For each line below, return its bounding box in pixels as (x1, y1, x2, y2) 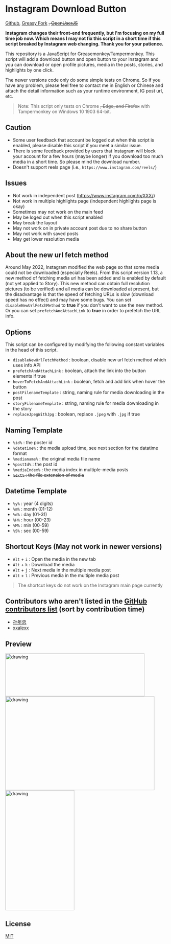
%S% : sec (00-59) (12, 527, 49, 534)
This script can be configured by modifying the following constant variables (5, 341, 164, 348)
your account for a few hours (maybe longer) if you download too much (12, 153, 163, 159)
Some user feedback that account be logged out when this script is (12, 136, 155, 143)
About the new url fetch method (5, 250, 109, 259)
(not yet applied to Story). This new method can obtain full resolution (5, 281, 150, 287)
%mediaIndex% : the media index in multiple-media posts (12, 467, 129, 473)
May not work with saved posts (12, 231, 79, 237)
